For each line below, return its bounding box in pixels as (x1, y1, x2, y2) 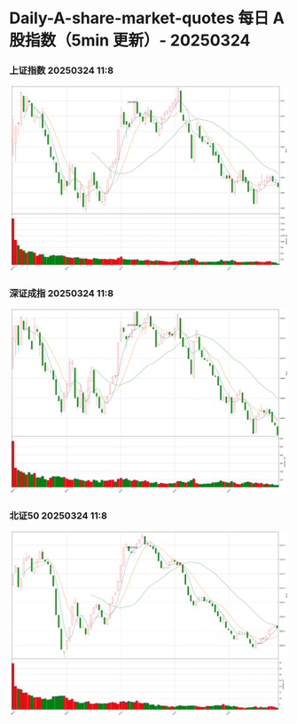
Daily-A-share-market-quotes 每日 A (9, 8, 285, 28)
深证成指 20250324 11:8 (9, 287, 113, 300)
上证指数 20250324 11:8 (9, 64, 113, 76)
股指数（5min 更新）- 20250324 (9, 30, 251, 51)
